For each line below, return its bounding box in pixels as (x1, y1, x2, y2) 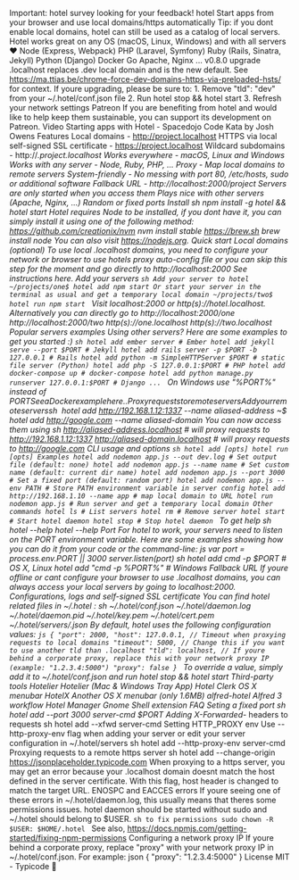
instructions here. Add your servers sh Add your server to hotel (9, 273, 250, 284)
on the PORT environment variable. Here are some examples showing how (9, 535, 284, 544)
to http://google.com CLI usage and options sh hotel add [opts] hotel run (9, 444, 288, 453)
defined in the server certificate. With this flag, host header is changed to (9, 776, 279, 786)
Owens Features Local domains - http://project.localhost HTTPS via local (9, 131, 278, 141)
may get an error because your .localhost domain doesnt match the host (9, 767, 275, 776)
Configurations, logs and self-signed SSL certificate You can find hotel (9, 591, 270, 602)
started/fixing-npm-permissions (9, 833, 128, 843)
